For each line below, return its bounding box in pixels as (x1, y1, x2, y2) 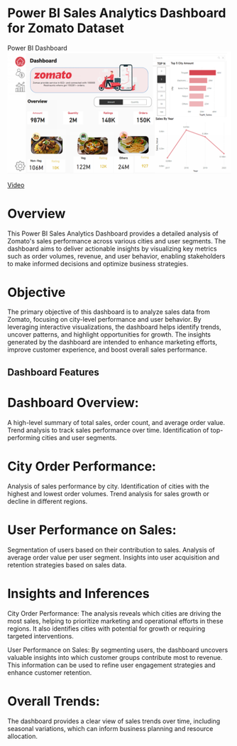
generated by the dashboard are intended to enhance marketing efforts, (7, 338, 218, 347)
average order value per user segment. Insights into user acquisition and (7, 553, 220, 562)
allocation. (7, 732, 38, 740)
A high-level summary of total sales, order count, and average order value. (7, 418, 226, 426)
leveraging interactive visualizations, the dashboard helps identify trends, (7, 322, 221, 332)
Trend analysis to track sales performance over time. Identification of (7, 426, 209, 434)
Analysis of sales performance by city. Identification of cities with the (7, 482, 209, 490)
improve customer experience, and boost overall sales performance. (7, 345, 208, 354)
